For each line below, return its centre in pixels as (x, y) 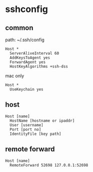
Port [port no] (25, 129)
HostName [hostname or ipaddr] (42, 121)
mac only (15, 76)
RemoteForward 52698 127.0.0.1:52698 (49, 165)
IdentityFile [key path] (35, 134)
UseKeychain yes (26, 89)
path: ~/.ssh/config (25, 40)
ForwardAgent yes (28, 62)
